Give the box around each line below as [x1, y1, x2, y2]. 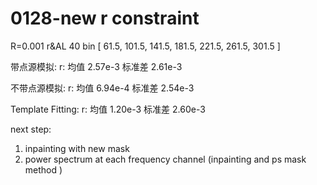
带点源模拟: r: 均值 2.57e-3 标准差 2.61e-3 [10, 60, 183, 72]
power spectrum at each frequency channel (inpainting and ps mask [24, 153, 307, 165]
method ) [24, 163, 63, 176]
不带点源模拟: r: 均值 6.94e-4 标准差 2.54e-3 [10, 82, 195, 94]
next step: [10, 123, 52, 135]
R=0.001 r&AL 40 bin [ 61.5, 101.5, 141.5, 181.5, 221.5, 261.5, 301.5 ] [10, 40, 281, 52]
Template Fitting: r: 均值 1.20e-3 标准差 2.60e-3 [10, 103, 206, 115]
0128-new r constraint [10, 7, 200, 30]
